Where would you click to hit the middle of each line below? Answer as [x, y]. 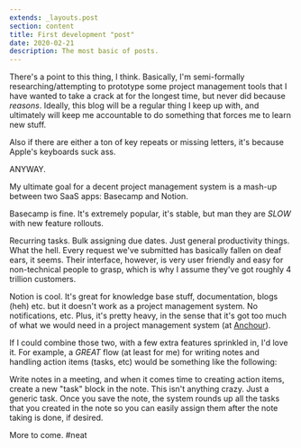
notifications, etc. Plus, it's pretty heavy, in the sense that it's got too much [148, 315]
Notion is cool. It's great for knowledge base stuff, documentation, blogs [144, 297]
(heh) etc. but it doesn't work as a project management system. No [134, 306]
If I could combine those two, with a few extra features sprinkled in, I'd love [149, 343]
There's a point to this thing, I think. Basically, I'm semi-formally [127, 77]
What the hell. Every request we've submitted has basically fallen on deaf [146, 251]
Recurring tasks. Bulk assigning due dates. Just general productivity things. [150, 241]
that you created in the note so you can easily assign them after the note [144, 408]
